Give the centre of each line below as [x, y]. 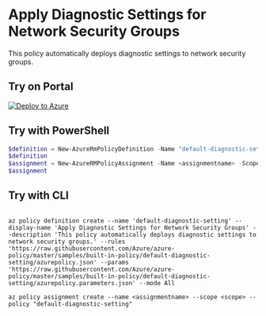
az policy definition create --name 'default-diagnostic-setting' [120, 221]
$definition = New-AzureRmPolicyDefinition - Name [92, 149]
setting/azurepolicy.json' [53, 262]
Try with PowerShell [59, 131]
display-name [30, 227]
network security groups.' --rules [67, 242]
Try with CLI [38, 196]
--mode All [157, 283]
